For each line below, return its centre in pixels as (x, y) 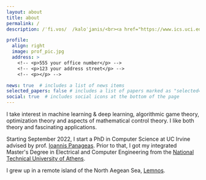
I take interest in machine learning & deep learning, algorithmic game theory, (103, 114)
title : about (23, 18)
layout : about (25, 12)
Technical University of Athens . (46, 159)
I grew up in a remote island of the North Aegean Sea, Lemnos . (86, 170)
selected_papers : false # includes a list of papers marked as (89, 91)
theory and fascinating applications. (51, 127)
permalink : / (23, 23)
